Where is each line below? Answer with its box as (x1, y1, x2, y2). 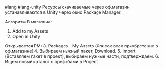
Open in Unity (12, 34, 40, 39)
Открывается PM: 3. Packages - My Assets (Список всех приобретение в (5, 43, 158, 48)
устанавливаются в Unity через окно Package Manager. (5, 9, 122, 15)
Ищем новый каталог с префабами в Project (5, 59, 98, 64)
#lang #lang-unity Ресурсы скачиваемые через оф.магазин (5, 4, 130, 10)
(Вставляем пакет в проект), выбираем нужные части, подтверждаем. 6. (5, 53, 159, 59)
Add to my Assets (12, 28, 48, 34)
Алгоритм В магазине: (5, 19, 52, 24)
